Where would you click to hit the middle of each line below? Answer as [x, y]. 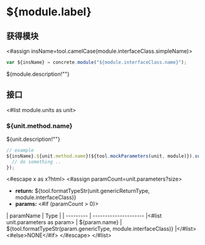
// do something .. [37, 162]
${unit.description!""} [33, 139]
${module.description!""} [38, 74]
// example [20, 150]
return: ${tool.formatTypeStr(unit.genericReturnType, [82, 191]
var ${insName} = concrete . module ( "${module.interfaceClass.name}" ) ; [97, 62]
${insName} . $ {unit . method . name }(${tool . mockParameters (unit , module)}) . [101, 156]
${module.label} [49, 12]
